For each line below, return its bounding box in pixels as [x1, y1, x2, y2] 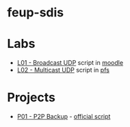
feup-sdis [7, 5, 64, 20]
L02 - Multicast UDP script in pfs [16, 66, 109, 74]
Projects [7, 90, 56, 105]
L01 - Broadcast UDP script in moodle [16, 59, 124, 67]
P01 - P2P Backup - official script [16, 113, 111, 121]
